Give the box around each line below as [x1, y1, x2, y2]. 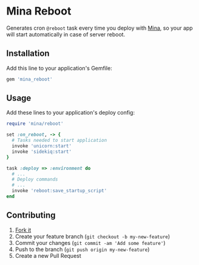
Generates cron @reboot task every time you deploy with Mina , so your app [6, 24, 193, 32]
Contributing [6, 210, 56, 221]
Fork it [15, 226, 32, 233]
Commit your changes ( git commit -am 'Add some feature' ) [15, 239, 166, 246]
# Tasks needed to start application [12, 138, 107, 144]
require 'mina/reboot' [6, 121, 64, 127]
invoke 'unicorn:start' [12, 143, 72, 149]
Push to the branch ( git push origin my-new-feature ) [15, 246, 150, 253]
